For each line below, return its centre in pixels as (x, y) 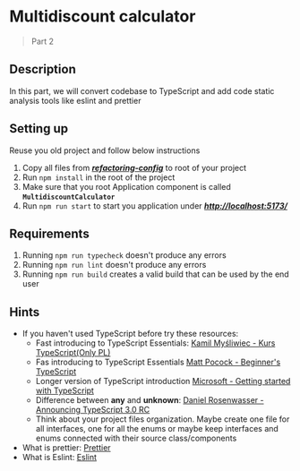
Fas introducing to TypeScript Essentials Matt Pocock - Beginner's (158, 362)
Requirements (49, 233)
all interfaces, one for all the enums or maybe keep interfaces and (157, 429)
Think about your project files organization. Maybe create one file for (163, 419)
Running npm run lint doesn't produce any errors (114, 265)
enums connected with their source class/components (136, 438)
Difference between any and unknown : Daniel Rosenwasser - (150, 400)
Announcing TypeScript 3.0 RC (93, 410)
